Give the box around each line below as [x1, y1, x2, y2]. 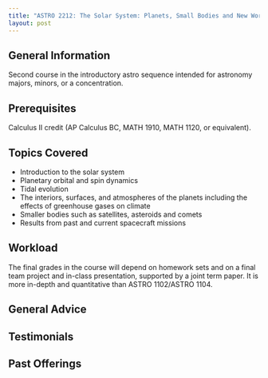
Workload [8, 241, 58, 255]
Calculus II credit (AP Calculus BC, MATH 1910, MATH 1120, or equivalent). [8, 123, 251, 133]
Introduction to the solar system [19, 167, 125, 177]
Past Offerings [8, 356, 82, 370]
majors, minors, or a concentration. [8, 78, 124, 88]
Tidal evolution [19, 184, 69, 193]
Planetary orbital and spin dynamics [19, 175, 138, 185]
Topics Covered [8, 145, 89, 160]
